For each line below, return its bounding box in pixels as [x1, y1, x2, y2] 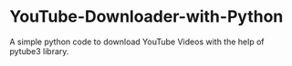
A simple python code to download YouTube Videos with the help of [9, 36, 265, 47]
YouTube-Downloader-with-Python [9, 6, 284, 27]
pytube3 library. [9, 45, 69, 56]
